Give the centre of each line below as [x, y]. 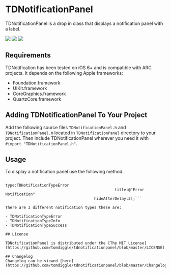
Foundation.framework [36, 83]
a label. [13, 28]
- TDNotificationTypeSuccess [36, 225]
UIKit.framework [30, 88]
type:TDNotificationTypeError [37, 186]
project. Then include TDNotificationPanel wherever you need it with [77, 138]
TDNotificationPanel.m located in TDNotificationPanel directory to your [81, 133]
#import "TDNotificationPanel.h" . [41, 143]
